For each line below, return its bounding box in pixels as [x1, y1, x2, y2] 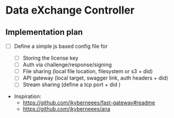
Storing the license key [22, 54, 79, 62]
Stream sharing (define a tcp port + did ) [22, 81, 121, 88]
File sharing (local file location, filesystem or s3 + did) [22, 68, 153, 75]
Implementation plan [5, 27, 83, 37]
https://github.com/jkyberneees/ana [22, 106, 111, 113]
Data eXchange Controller [5, 4, 135, 17]
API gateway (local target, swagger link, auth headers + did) [22, 74, 169, 81]
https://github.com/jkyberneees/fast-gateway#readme [22, 99, 155, 106]
